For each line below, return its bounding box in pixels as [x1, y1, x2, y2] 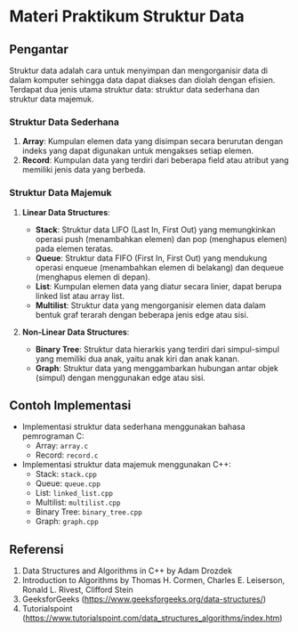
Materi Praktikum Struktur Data [9, 6, 245, 27]
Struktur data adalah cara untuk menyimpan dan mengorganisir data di [9, 65, 269, 76]
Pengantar [9, 42, 69, 57]
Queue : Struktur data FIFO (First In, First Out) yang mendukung [35, 252, 268, 263]
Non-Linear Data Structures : [21, 327, 130, 337]
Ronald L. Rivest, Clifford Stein [21, 585, 133, 596]
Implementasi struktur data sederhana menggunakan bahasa [21, 421, 246, 433]
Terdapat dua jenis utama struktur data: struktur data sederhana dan [9, 85, 260, 94]
